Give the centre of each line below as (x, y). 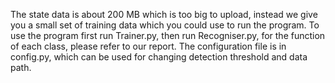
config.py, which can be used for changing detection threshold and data (159, 57)
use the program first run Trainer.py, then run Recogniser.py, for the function (168, 35)
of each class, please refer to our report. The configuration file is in (148, 46)
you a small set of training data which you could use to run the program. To (165, 25)
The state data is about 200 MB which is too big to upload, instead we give (164, 14)
